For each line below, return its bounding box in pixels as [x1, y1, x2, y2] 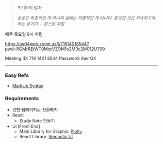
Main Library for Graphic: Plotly [19, 128, 82, 134]
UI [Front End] [12, 123, 40, 129]
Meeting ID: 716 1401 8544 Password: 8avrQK [5, 56, 97, 61]
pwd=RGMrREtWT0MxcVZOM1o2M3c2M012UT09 [5, 46, 105, 52]
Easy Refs [5, 72, 29, 79]
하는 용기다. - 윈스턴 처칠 [16, 21, 65, 27]
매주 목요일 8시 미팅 [5, 31, 43, 37]
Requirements [5, 95, 39, 102]
